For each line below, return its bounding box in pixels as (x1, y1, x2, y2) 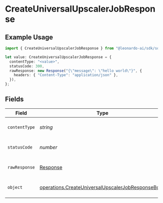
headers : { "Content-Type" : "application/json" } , (14, 73, 118, 78)
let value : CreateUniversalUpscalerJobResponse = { (5, 54, 112, 59)
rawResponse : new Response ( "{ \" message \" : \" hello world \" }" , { (9, 68, 142, 73)
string (39, 124, 53, 131)
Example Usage (5, 33, 53, 41)
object (7, 185, 23, 190)
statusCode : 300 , (9, 64, 45, 68)
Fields (5, 95, 24, 103)
